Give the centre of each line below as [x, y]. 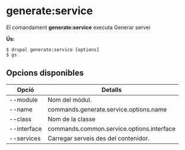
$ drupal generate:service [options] [53, 50]
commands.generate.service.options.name [107, 109]
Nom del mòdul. [69, 100]
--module [23, 100]
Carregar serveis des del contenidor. [98, 138]
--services [25, 138]
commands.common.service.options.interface [111, 129]
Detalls [112, 90]
